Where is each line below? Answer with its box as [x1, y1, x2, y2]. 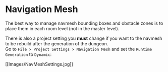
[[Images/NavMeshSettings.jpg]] [5, 61, 73, 67]
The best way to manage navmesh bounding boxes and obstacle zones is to [5, 20, 163, 26]
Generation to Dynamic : [5, 51, 52, 57]
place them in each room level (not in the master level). [5, 25, 120, 31]
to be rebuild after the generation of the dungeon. [5, 40, 108, 46]
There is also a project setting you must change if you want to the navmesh [5, 35, 162, 41]
